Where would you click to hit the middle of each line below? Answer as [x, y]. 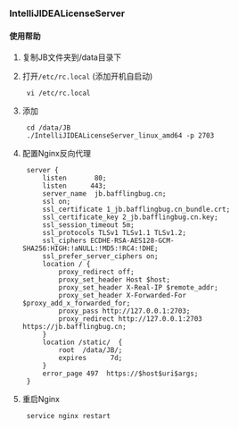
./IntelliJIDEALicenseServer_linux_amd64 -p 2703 [120, 136]
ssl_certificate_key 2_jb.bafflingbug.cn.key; [130, 217]
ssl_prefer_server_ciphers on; [100, 257]
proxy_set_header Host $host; [115, 280]
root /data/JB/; [90, 350]
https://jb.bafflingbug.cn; [74, 327]
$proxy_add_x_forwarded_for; [76, 303]
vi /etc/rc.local [58, 93]
